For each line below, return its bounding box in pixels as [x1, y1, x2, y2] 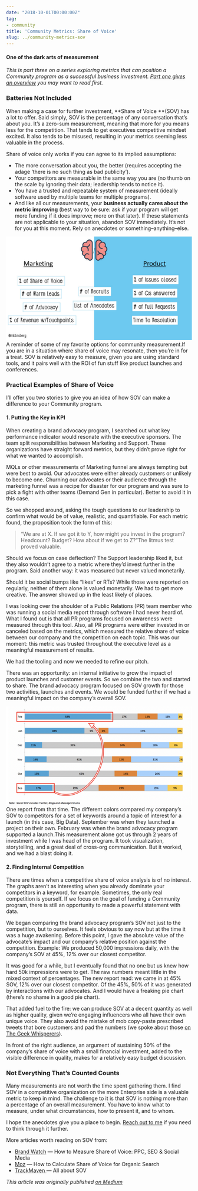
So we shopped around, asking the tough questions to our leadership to [6, 506, 180, 514]
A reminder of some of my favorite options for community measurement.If [6, 341, 186, 348]
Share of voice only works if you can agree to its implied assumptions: [6, 150, 177, 157]
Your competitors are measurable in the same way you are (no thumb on [14, 174, 190, 182]
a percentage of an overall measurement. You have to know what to [6, 1101, 170, 1108]
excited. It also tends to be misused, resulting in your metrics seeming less [6, 132, 187, 140]
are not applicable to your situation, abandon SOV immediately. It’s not [14, 218, 186, 225]
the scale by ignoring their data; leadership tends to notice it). [14, 180, 165, 187]
